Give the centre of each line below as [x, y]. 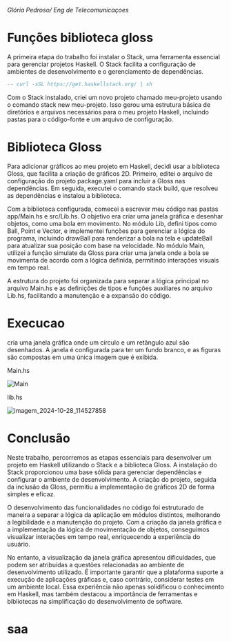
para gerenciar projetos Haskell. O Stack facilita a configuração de [102, 64]
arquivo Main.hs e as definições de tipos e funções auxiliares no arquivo [110, 288]
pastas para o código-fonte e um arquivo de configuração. [90, 119]
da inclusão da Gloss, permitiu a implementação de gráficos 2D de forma [111, 487]
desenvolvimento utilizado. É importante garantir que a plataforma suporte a [115, 572]
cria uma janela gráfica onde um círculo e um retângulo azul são [98, 342]
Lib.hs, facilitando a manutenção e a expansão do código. [89, 295]
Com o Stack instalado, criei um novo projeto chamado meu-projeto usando [115, 97]
